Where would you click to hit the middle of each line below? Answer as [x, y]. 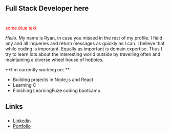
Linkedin [22, 121]
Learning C [25, 85]
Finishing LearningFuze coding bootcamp [57, 90]
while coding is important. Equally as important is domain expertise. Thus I [84, 49]
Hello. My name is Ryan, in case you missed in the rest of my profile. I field [84, 37]
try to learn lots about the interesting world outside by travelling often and [83, 54]
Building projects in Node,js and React [53, 80]
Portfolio [22, 126]
